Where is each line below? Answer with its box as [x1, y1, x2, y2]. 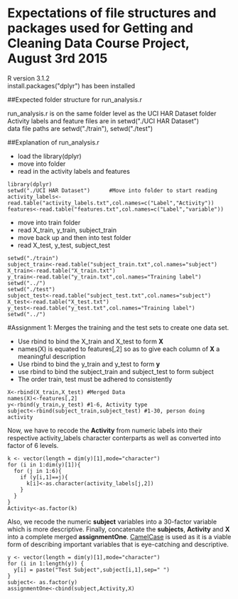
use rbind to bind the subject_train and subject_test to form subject [17, 367, 215, 375]
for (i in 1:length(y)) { [7, 560, 84, 567]
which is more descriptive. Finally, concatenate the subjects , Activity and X [7, 525, 230, 533]
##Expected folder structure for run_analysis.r [7, 95, 143, 104]
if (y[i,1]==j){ [20, 474, 69, 481]
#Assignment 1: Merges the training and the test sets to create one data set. [7, 323, 229, 332]
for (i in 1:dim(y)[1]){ [7, 461, 81, 468]
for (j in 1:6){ [13, 467, 62, 474]
